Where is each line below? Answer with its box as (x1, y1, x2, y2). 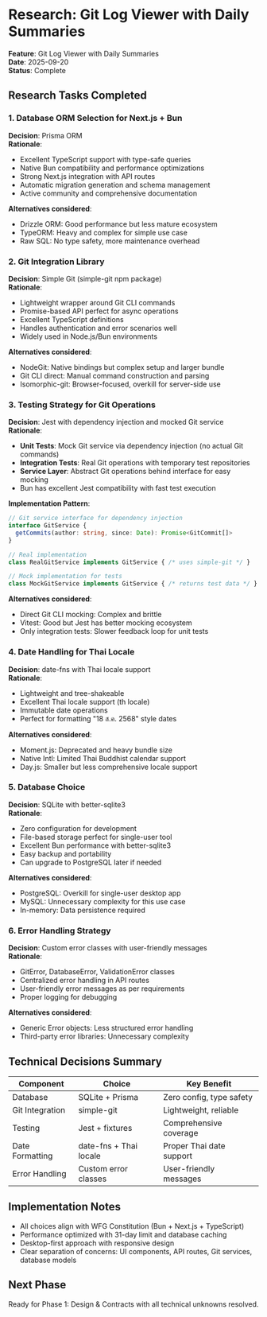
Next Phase (8, 1278, 67, 1292)
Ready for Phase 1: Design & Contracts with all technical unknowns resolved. (8, 1299, 259, 1309)
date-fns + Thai (78, 1140, 137, 1151)
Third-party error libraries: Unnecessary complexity (19, 1031, 189, 1041)
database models (19, 1255, 77, 1265)
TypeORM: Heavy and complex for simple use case (19, 227, 188, 237)
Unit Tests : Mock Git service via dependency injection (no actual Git (19, 441, 244, 451)
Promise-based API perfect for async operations (19, 306, 179, 316)
